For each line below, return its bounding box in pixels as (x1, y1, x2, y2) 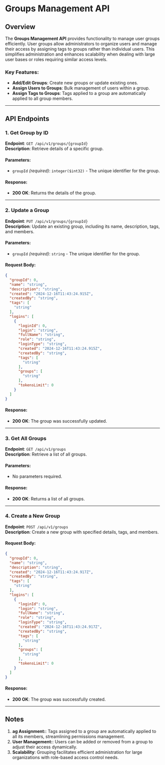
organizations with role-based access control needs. (12, 754, 119, 760)
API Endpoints (5, 114, 50, 123)
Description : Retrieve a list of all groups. (5, 451, 87, 458)
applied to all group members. (12, 95, 73, 101)
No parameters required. (12, 473, 62, 480)
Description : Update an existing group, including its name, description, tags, (5, 223, 160, 229)
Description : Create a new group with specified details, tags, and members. (5, 529, 159, 535)
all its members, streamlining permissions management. (12, 734, 125, 739)
